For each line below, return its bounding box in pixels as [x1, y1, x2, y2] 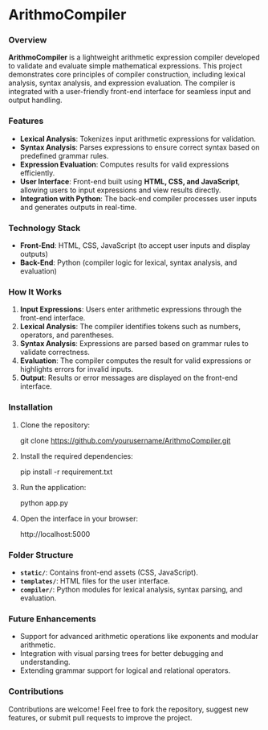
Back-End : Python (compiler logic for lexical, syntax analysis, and [19, 258, 238, 267]
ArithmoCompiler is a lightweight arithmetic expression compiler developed [8, 52, 261, 62]
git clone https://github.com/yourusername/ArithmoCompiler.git [19, 435, 231, 445]
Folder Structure [8, 549, 74, 560]
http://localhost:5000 [19, 529, 91, 538]
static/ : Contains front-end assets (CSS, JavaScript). [19, 567, 199, 577]
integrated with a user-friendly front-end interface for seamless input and [8, 87, 251, 97]
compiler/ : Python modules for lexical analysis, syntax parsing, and [19, 584, 243, 594]
